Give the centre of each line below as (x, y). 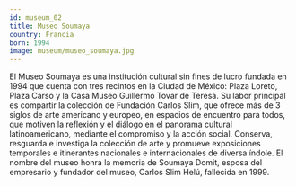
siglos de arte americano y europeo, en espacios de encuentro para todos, (147, 115)
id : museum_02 (36, 18)
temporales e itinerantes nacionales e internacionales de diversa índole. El (146, 153)
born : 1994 (30, 43)
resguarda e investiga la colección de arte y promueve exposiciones (135, 144)
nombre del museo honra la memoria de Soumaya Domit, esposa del (136, 163)
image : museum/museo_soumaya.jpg (72, 51)
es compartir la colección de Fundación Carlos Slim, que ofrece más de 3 (145, 105)
